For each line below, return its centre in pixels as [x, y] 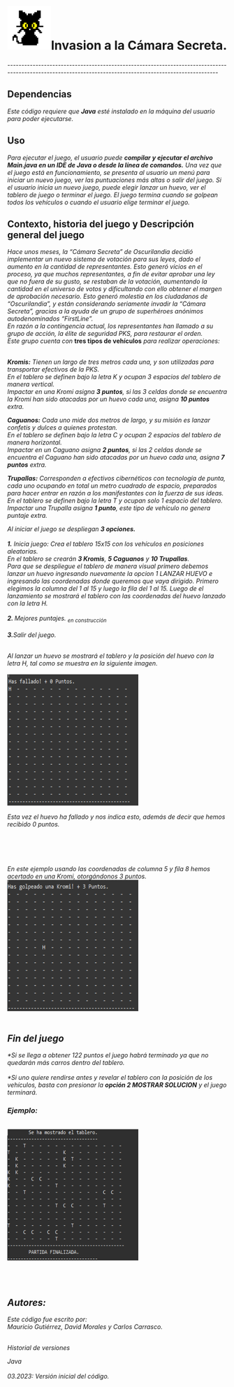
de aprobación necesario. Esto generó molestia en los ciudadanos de [108, 297]
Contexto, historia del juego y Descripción [101, 224]
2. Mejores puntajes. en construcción [57, 619]
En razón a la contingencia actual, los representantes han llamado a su [110, 326]
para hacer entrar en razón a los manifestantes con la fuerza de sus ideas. [116, 493]
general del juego [46, 235]
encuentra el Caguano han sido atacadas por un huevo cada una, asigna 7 [116, 458]
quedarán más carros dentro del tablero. [66, 1062]
